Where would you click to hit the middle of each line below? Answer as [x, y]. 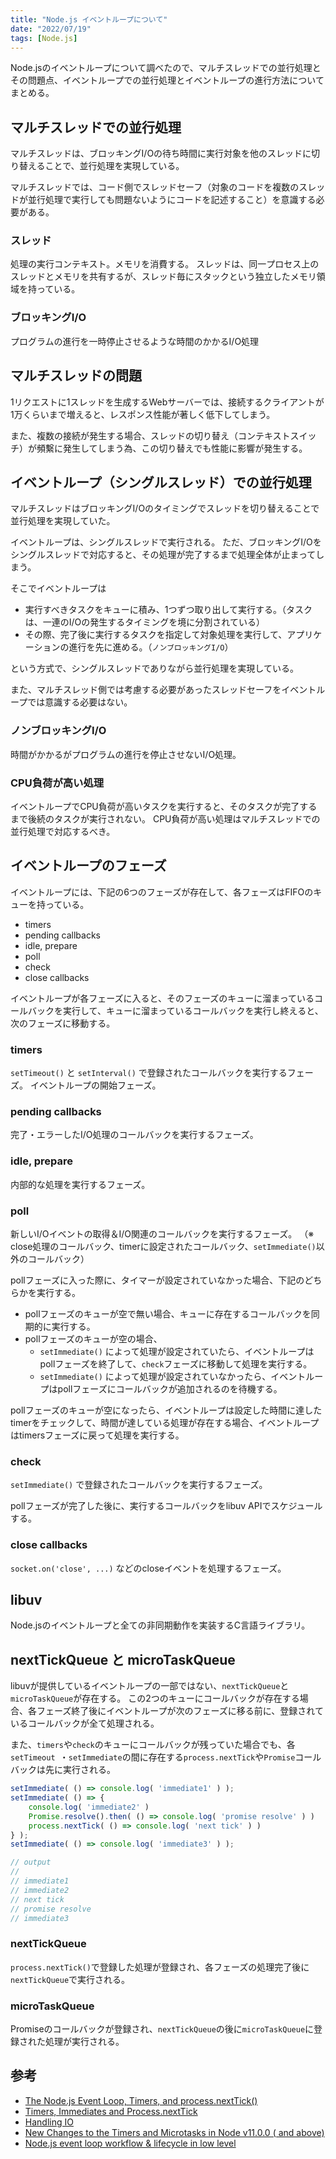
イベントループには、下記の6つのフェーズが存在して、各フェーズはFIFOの [162, 892]
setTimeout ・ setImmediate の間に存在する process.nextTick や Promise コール [166, 1757]
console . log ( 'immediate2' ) [89, 1807]
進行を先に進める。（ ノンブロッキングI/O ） [151, 647]
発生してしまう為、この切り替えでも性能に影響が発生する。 [185, 448]
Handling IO [49, 2122]
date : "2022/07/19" [51, 29]
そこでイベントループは [58, 588]
